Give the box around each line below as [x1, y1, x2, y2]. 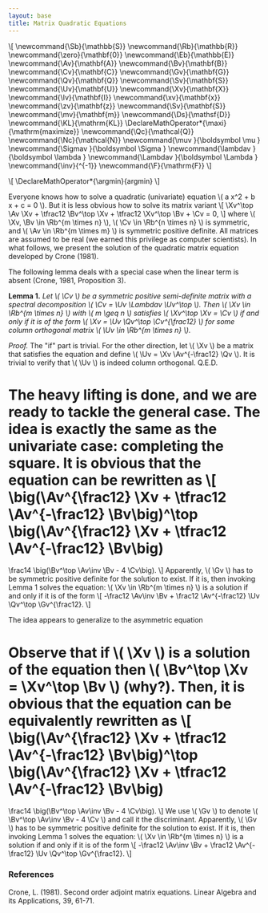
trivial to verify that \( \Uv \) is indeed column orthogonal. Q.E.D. [8, 358, 218, 367]
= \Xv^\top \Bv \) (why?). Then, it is [8, 677, 246, 696]
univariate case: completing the [8, 436, 224, 455]
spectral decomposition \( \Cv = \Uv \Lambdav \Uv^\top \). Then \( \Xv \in [8, 299, 250, 309]
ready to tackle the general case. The [8, 403, 261, 421]
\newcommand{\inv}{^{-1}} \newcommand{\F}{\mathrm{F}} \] [8, 160, 212, 170]
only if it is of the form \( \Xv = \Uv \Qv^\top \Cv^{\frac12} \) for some [8, 316, 235, 326]
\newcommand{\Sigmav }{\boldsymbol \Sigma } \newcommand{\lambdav [8, 144, 251, 153]
